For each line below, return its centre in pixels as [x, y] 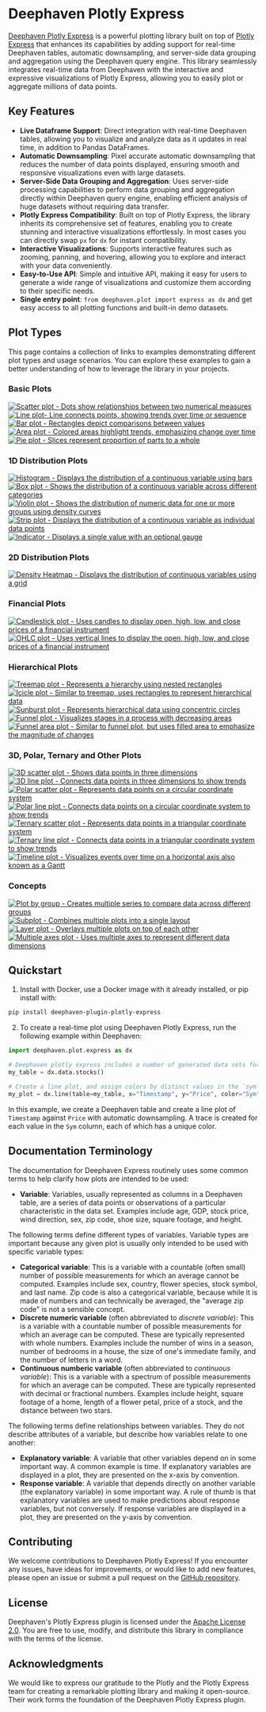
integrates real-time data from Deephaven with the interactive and [116, 69]
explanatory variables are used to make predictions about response [129, 1500]
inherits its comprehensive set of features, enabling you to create [126, 223]
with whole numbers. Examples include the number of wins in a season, [137, 1343]
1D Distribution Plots [48, 460]
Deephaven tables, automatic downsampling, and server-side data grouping [132, 52]
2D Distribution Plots [49, 558]
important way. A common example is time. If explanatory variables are [135, 1466]
